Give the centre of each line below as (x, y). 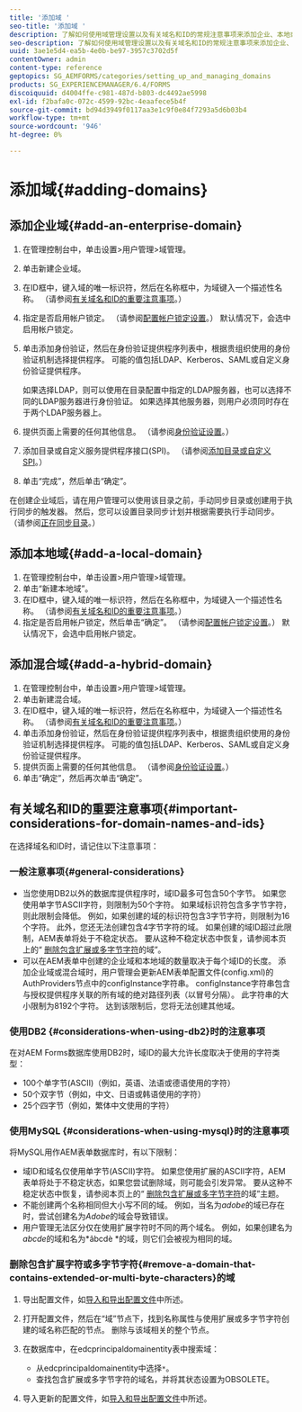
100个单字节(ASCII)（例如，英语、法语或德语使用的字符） (129, 1083)
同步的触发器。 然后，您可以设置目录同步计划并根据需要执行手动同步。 (148, 511)
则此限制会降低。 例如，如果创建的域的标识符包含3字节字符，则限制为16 (156, 915)
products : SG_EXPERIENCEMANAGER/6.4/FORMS (90, 85)
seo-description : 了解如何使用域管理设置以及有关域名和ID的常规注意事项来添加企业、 (151, 43)
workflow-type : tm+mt (50, 118)
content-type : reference (56, 68)
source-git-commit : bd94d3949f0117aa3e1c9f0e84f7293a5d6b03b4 (128, 110)
